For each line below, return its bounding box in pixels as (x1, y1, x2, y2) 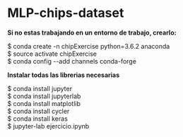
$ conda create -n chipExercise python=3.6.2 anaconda (7, 42, 170, 50)
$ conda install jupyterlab (7, 92, 81, 100)
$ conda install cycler (7, 107, 70, 115)
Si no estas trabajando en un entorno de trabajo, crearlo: (7, 28, 177, 37)
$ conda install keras (7, 114, 69, 123)
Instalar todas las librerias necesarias (7, 71, 120, 79)
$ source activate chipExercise (7, 49, 98, 58)
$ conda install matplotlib (7, 99, 81, 107)
